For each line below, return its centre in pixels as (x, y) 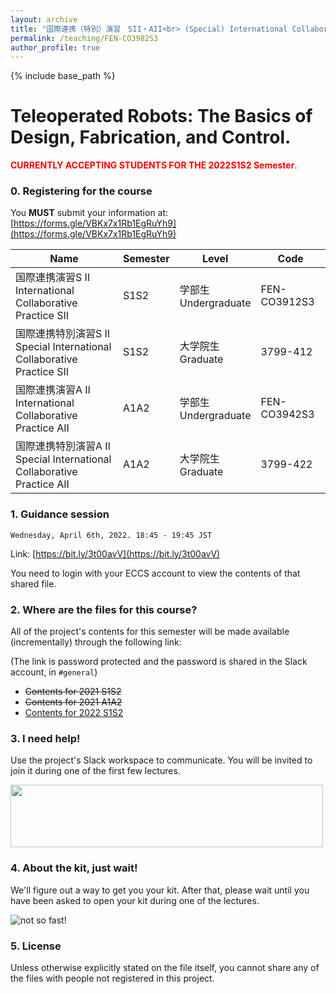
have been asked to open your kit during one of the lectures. (135, 900)
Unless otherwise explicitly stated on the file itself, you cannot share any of (165, 967)
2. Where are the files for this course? (104, 609)
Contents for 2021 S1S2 (73, 692)
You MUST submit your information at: (89, 213)
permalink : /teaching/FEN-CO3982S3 (84, 38)
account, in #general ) (54, 672)
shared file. (33, 583)
